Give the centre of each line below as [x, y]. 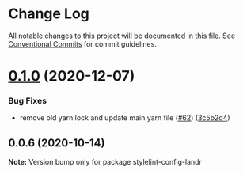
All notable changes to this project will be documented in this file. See [122, 36]
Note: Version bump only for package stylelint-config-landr [105, 162]
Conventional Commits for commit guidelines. [82, 43]
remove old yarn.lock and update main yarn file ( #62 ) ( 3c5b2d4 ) [125, 118]
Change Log [49, 14]
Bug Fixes [28, 101]
